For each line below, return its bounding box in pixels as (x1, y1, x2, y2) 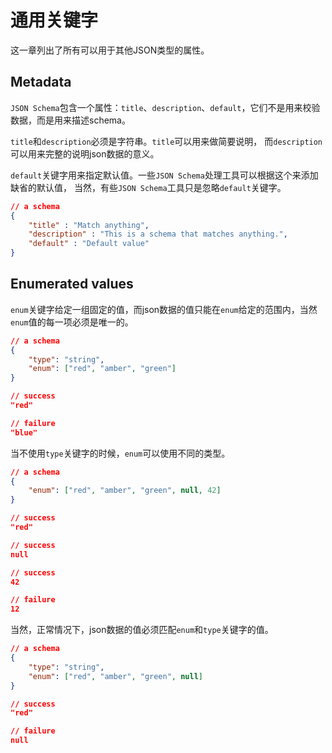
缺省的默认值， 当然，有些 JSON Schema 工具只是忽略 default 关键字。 (10, 181, 287, 193)
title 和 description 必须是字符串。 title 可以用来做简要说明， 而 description (10, 135, 323, 147)
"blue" (10, 427, 38, 438)
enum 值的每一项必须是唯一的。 (10, 316, 134, 328)
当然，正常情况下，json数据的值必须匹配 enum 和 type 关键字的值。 (10, 624, 274, 636)
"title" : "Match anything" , (28, 220, 150, 230)
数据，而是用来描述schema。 (10, 114, 131, 126)
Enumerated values (10, 276, 134, 293)
